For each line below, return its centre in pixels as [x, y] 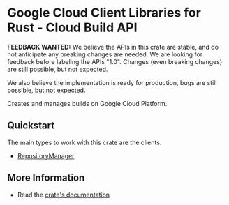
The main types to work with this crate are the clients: [84, 142]
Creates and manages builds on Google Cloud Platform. [87, 103]
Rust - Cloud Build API [72, 28]
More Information [46, 178]
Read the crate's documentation [64, 195]
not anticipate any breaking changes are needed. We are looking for [105, 54]
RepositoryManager [46, 155]
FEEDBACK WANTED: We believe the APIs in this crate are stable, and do [113, 47]
